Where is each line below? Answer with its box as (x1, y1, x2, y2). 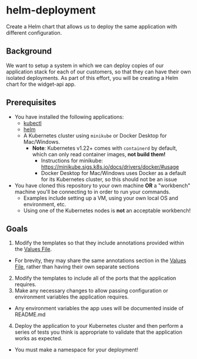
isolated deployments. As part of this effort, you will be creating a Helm (6, 74, 178, 81)
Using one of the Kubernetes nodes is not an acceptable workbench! (23, 207, 191, 214)
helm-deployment (6, 4, 96, 17)
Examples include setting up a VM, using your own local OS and (23, 194, 178, 202)
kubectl (23, 119, 42, 126)
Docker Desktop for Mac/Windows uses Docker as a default (41, 169, 186, 176)
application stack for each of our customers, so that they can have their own (6, 68, 191, 75)
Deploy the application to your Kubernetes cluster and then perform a (14, 323, 183, 330)
